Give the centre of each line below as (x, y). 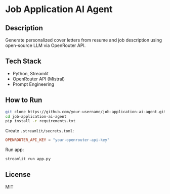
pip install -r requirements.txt (40, 121)
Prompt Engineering (33, 84)
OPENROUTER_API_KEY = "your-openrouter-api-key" (57, 140)
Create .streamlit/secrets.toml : (40, 131)
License (18, 175)
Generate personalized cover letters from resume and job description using (84, 40)
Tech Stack (23, 61)
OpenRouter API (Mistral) (38, 79)
